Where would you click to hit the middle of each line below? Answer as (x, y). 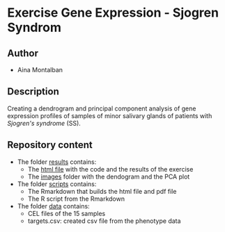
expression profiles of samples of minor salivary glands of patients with (110, 115)
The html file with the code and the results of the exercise (110, 169)
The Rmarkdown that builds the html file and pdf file (102, 191)
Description (33, 92)
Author (23, 53)
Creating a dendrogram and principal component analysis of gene (102, 108)
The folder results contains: (57, 162)
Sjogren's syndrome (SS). (44, 123)
